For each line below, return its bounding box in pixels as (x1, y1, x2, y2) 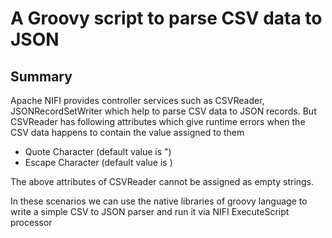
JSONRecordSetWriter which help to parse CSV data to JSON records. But (10, 105, 317, 117)
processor (10, 217, 53, 228)
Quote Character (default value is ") (24, 146, 172, 157)
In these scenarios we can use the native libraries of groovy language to (10, 195, 308, 207)
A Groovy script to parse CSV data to (10, 7, 323, 30)
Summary (10, 68, 73, 85)
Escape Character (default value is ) (24, 157, 173, 168)
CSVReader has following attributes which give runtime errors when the (10, 116, 306, 127)
